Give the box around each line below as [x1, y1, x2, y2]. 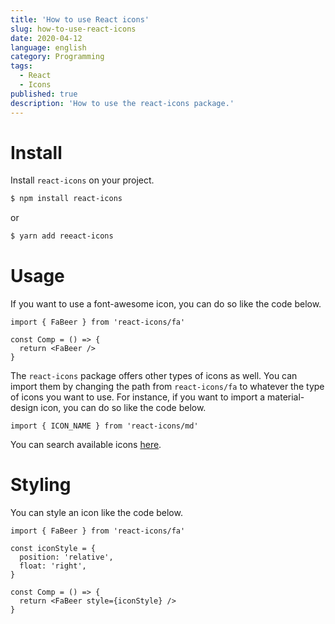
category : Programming [10, 52, 105, 62]
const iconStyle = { [10, 544, 97, 554]
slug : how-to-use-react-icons [10, 24, 137, 34]
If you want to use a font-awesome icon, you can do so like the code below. [10, 298, 322, 310]
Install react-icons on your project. [10, 174, 155, 186]
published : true [10, 89, 78, 99]
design [10, 402, 39, 414]
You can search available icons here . [10, 439, 162, 451]
